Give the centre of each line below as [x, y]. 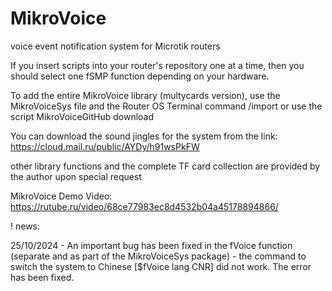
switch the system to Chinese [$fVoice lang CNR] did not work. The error [161, 266]
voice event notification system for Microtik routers [115, 46]
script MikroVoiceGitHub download [82, 116]
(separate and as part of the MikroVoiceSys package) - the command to [158, 256]
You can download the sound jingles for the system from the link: [144, 136]
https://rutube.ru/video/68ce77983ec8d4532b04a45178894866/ [144, 206]
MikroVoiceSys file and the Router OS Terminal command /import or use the [166, 106]
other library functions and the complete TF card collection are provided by [165, 166]
